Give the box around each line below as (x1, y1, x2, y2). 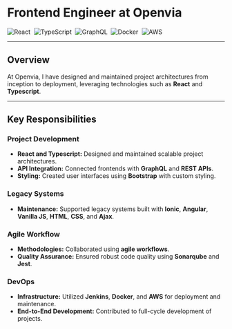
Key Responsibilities (7, 114, 97, 126)
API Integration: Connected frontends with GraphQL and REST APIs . (17, 164, 214, 173)
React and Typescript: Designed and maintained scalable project (17, 150, 204, 158)
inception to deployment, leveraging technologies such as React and (7, 79, 203, 88)
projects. (17, 315, 43, 323)
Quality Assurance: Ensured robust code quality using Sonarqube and (17, 252, 220, 261)
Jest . (17, 260, 32, 268)
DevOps (7, 277, 35, 286)
